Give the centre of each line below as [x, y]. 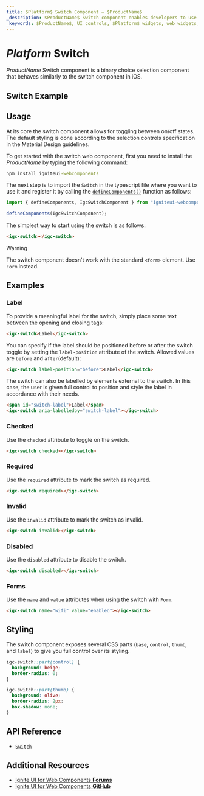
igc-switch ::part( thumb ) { [40, 690]
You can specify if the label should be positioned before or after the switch [100, 345]
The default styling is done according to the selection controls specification [101, 138]
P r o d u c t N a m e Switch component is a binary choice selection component [98, 70]
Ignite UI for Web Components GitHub [63, 786]
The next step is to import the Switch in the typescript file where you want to [102, 185]
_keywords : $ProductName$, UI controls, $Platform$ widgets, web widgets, [103, 23]
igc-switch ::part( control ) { [43, 662]
